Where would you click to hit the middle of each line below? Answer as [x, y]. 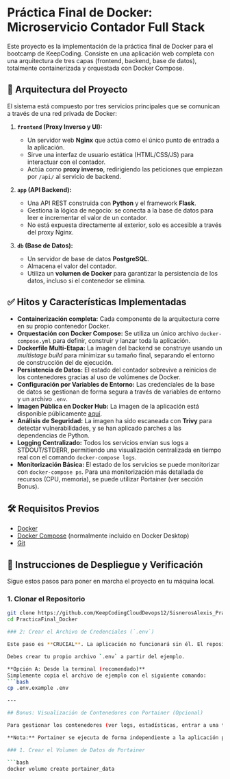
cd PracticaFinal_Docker [42, 620]
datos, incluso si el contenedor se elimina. [86, 280]
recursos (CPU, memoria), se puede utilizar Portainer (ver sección [110, 479]
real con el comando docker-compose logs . [77, 457]
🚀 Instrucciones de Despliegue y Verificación [105, 565]
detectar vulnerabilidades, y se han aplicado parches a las [99, 428]
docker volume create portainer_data [61, 769]
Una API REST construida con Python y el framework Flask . [112, 203]
